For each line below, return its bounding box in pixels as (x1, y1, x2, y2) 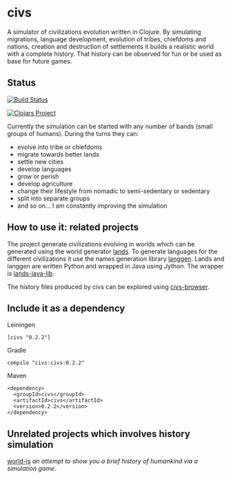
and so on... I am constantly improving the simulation (17, 202, 168, 210)
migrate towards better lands (17, 150, 100, 158)
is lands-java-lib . (7, 269, 55, 277)
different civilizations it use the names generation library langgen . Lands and (7, 254, 225, 263)
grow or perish (17, 172, 59, 180)
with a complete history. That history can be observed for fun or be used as (7, 50, 222, 58)
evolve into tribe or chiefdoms (17, 143, 103, 151)
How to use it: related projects (7, 222, 139, 233)
